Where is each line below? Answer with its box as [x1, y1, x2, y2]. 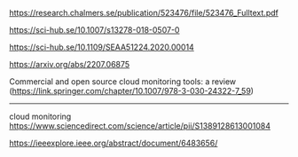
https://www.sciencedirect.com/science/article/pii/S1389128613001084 [9, 121, 271, 131]
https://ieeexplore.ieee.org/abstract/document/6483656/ [9, 137, 218, 148]
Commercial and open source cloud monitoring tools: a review [9, 76, 237, 87]
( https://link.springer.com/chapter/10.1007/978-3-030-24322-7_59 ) [9, 86, 255, 96]
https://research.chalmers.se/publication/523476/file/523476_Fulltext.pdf [9, 8, 279, 18]
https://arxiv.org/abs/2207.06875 [9, 59, 130, 69]
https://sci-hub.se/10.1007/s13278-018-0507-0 [9, 25, 180, 35]
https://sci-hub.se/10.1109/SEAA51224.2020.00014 [9, 42, 195, 52]
